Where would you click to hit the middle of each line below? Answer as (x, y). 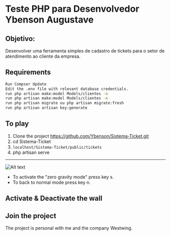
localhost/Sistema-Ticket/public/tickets (57, 147)
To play (17, 124)
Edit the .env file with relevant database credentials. (67, 89)
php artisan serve (31, 152)
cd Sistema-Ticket (32, 141)
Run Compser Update (26, 84)
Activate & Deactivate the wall (54, 198)
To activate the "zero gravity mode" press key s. (63, 177)
